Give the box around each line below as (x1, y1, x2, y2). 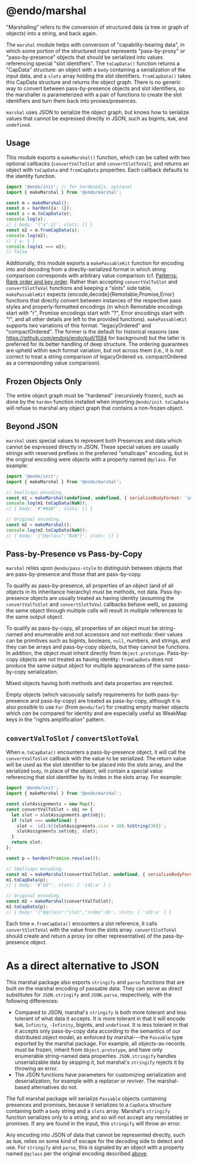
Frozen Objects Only (6, 376, 82, 386)
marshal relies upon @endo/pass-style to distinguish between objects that (6, 565, 183, 572)
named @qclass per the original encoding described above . (6, 1149, 148, 1157)
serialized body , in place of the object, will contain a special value (6, 767, 163, 774)
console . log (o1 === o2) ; (6, 244, 67, 250)
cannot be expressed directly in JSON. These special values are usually (6, 443, 179, 450)
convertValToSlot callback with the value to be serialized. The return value (6, 755, 186, 762)
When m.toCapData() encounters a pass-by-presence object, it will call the (6, 749, 186, 756)
